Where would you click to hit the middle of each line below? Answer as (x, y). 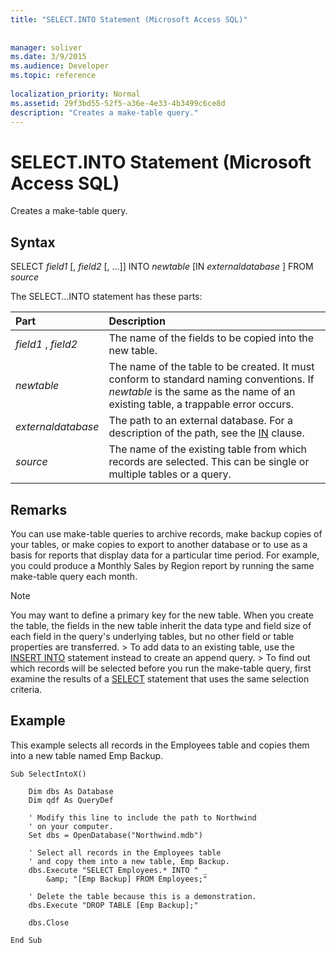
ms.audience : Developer (60, 66)
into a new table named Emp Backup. (87, 755)
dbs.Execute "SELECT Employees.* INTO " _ (118, 870)
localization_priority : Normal (75, 94)
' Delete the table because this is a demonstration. (142, 896)
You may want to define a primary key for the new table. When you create (162, 615)
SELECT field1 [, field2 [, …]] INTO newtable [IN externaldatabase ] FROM (162, 267)
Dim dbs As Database (71, 791)
